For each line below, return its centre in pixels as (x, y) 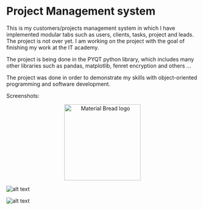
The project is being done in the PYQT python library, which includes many (100, 59)
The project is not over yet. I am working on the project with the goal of (95, 41)
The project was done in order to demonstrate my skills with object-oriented (102, 77)
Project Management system (81, 11)
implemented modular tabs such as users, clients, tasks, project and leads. (100, 34)
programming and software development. (59, 84)
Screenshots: (23, 96)
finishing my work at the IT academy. (53, 47)
